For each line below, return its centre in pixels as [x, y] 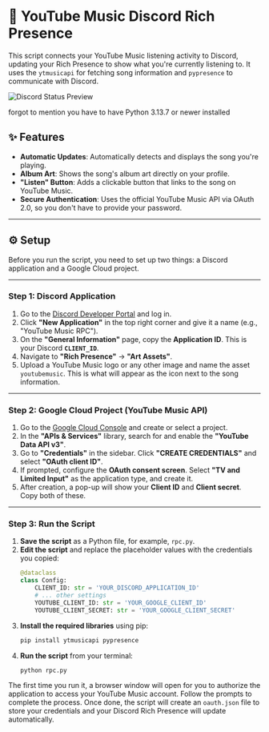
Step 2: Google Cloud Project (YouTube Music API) [108, 410]
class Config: [43, 581]
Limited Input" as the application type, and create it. [106, 479]
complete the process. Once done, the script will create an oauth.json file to [134, 702]
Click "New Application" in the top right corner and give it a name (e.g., [139, 322]
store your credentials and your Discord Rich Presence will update [117, 711]
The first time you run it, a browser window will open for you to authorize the [134, 686]
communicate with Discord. [53, 81]
